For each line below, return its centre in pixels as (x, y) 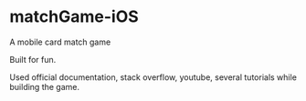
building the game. (45, 86)
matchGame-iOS (74, 17)
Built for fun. (33, 59)
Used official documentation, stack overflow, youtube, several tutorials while (153, 77)
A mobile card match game (60, 42)
